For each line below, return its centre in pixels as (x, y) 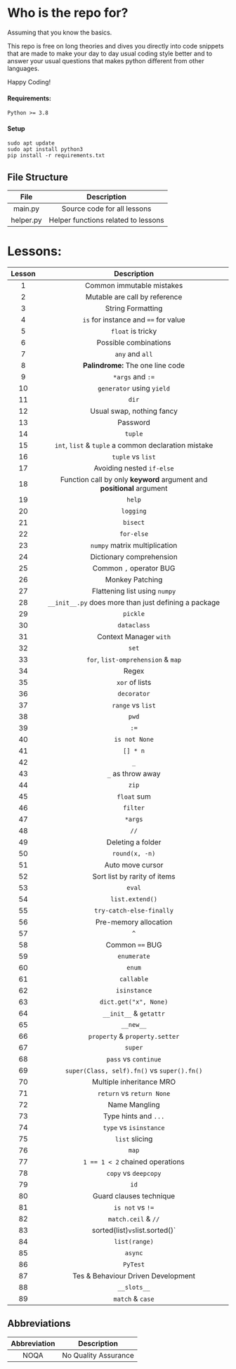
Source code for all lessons (106, 209)
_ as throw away (134, 774)
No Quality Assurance (98, 1355)
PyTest (134, 1265)
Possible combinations (134, 343)
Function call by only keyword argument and (134, 480)
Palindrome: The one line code (134, 365)
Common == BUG (134, 945)
